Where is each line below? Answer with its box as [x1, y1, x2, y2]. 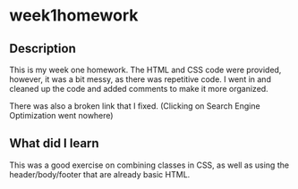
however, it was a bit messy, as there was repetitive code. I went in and [9, 74, 271, 85]
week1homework [9, 5, 139, 26]
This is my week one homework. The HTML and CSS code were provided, [9, 64, 282, 75]
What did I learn [9, 136, 100, 152]
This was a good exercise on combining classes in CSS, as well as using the [9, 160, 289, 170]
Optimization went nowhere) [9, 111, 114, 120]
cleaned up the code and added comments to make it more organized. [9, 84, 268, 94]
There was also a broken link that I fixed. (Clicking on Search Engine [9, 101, 261, 111]
